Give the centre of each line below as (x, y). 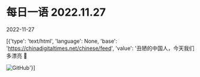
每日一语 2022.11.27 (56, 12)
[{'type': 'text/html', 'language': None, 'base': (62, 41)
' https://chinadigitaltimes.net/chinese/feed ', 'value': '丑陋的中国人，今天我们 (100, 48)
